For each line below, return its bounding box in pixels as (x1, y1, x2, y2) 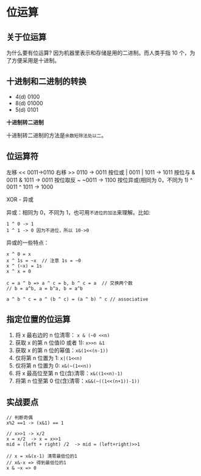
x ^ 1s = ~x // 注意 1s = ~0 (6, 257, 81, 263)
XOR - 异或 (6, 196, 34, 203)
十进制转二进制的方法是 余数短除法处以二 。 (6, 131, 107, 139)
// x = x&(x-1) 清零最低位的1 (6, 453, 77, 460)
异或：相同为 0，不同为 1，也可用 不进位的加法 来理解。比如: (6, 208, 150, 216)
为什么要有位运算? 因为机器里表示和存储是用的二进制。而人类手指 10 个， (6, 49, 190, 56)
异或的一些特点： (6, 239, 49, 246)
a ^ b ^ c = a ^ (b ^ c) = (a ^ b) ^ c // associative (6, 296, 149, 302)
